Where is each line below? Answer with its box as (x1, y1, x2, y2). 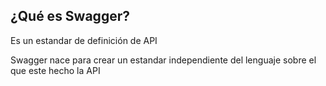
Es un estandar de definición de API (10, 34, 158, 46)
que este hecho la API (10, 64, 101, 76)
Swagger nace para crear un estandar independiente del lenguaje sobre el (10, 54, 317, 66)
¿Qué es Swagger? (10, 8, 130, 25)
